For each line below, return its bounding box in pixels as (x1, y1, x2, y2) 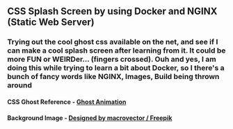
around (7, 80, 33, 90)
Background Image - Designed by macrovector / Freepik (7, 114, 172, 122)
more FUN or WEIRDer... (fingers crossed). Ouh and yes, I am (7, 55, 217, 64)
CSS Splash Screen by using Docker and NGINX (7, 6, 218, 17)
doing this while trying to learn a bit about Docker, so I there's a (7, 63, 225, 73)
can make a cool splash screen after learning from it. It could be (7, 46, 226, 55)
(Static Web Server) (7, 17, 95, 28)
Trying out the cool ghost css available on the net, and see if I (7, 37, 218, 47)
